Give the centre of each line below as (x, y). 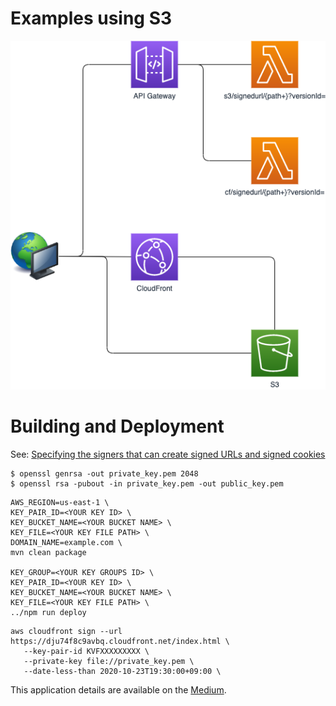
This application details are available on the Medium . (118, 689)
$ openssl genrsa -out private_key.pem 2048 (104, 473)
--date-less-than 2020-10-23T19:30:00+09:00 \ (122, 671)
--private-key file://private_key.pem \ (109, 661)
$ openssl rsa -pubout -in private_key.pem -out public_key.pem (147, 483)
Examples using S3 (91, 18)
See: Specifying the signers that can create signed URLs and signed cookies (168, 454)
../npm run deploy (48, 612)
